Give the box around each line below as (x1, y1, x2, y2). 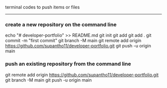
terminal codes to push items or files (5, 4, 80, 10)
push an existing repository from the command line (5, 60, 131, 67)
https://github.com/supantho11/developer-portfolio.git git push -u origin (5, 43, 152, 49)
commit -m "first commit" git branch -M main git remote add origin (5, 38, 142, 44)
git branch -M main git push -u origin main (5, 77, 92, 83)
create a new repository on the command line (5, 21, 117, 28)
